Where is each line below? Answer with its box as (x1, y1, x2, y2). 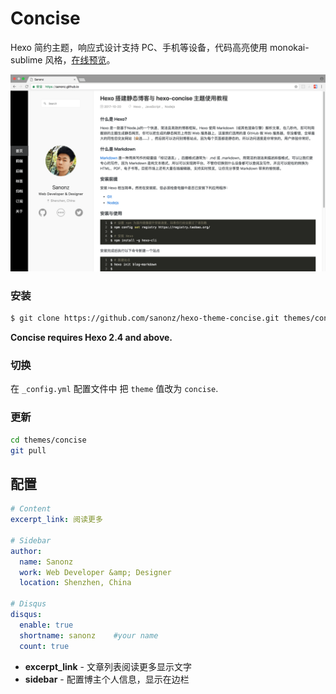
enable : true (19, 620, 74, 630)
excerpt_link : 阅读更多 (10, 515, 103, 525)
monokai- (269, 41, 310, 53)
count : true (19, 641, 70, 651)
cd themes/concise (10, 435, 87, 445)
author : (10, 546, 43, 556)
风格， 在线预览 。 (44, 53, 116, 66)
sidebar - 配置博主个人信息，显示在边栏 (24, 673, 190, 685)
